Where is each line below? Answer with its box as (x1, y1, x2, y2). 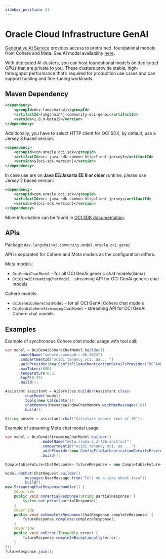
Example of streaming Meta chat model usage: (5, 425, 100, 431)
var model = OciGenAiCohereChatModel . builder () (5, 348, 105, 353)
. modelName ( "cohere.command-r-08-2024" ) (18, 352, 103, 357)
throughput (5, 70, 28, 76)
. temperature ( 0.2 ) (18, 371, 56, 376)
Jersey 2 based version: (5, 177, 54, 183)
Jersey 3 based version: (5, 135, 54, 141)
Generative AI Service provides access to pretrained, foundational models (5, 45, 156, 51)
